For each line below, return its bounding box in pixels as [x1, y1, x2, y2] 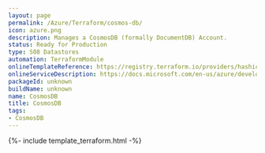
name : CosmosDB [8, 92, 58, 100]
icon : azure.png [8, 26, 62, 34]
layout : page [8, 11, 51, 20]
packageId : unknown [8, 77, 73, 85]
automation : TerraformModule [8, 56, 104, 64]
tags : [8, 107, 26, 115]
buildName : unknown [8, 84, 73, 93]
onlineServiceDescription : [8, 70, 97, 78]
